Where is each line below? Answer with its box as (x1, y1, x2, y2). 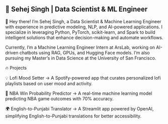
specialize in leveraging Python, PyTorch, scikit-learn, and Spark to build (5, 29, 155, 35)
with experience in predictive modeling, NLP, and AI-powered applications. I (5, 24, 162, 30)
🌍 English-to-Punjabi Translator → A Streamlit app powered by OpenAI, (5, 105, 154, 111)
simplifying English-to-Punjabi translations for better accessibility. (5, 113, 142, 119)
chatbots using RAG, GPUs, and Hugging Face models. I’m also (19, 49, 150, 55)
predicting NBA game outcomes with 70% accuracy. (5, 95, 114, 101)
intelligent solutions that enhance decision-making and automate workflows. (5, 34, 163, 40)
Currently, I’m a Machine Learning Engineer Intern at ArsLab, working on (5, 44, 155, 50)
